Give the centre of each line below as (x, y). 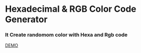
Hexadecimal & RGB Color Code (71, 9)
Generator (26, 19)
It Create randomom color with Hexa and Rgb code (66, 35)
